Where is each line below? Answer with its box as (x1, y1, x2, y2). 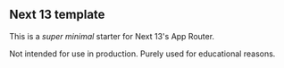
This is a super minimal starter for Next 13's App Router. (9, 30, 215, 41)
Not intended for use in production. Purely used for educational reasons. (9, 48, 276, 59)
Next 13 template (9, 7, 105, 22)
